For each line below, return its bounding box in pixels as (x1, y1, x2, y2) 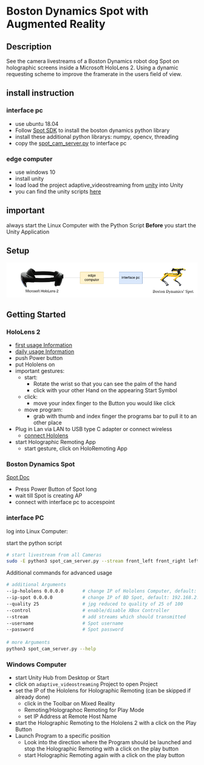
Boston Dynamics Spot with (6, 4, 149, 18)
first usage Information (15, 341, 73, 348)
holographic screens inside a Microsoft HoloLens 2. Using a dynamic (6, 64, 178, 71)
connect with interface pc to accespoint (15, 499, 115, 506)
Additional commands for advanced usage (6, 569, 112, 576)
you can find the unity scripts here (15, 187, 101, 195)
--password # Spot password (6, 626, 123, 633)
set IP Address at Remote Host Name (24, 713, 117, 720)
